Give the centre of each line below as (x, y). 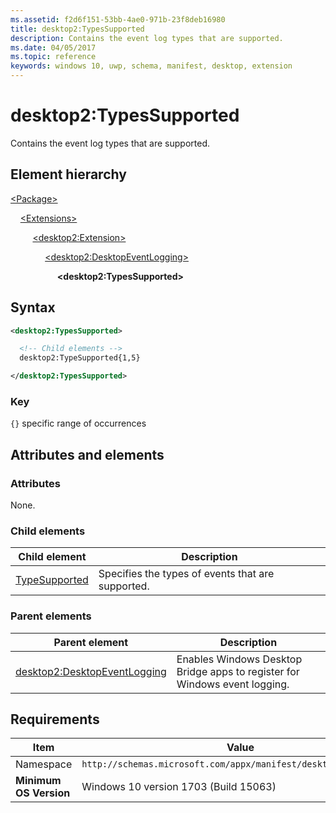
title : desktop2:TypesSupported (77, 29)
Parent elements (51, 616)
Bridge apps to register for (238, 671)
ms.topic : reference (53, 57)
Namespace (44, 764)
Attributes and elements (87, 454)
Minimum (38, 781)
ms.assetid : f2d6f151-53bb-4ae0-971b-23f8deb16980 (118, 19)
